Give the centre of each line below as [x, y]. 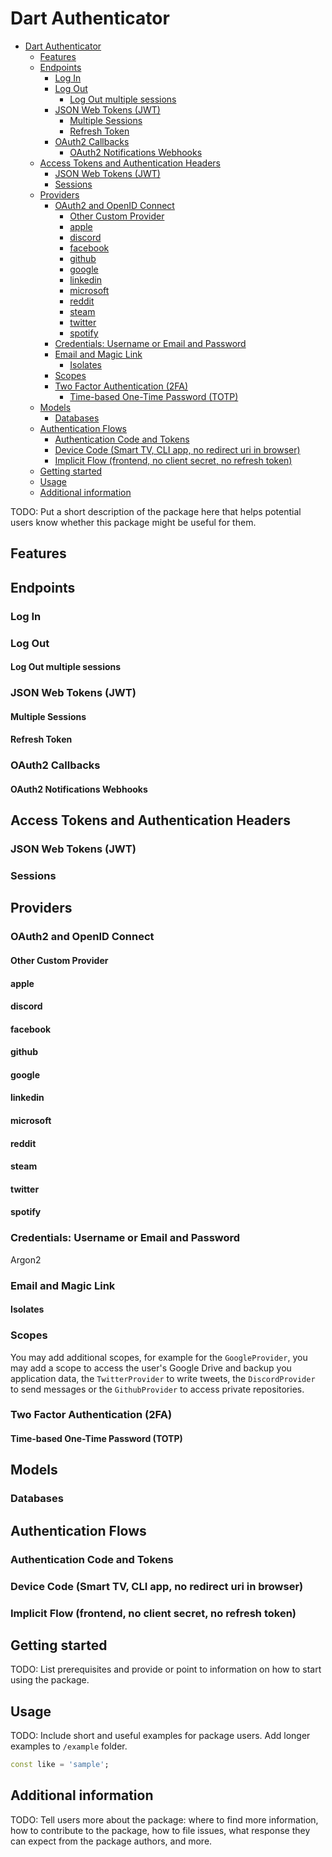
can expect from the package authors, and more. [111, 1841]
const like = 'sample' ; [60, 1765]
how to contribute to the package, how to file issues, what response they [160, 1830]
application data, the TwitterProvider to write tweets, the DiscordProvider [163, 1378]
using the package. [50, 1680]
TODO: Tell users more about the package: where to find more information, [164, 1819]
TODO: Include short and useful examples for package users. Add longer [160, 1736]
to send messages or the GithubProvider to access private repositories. [157, 1389]
